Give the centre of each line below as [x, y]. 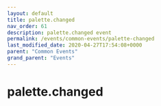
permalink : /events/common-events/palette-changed [81, 39]
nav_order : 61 [27, 26]
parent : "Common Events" [42, 52]
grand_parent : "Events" [41, 58]
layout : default [30, 13]
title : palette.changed [41, 20]
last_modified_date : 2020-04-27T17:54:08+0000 [75, 45]
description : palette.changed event [59, 32]
